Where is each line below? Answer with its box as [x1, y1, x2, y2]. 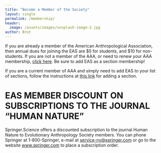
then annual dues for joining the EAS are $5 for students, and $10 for [5, 48, 142, 54]
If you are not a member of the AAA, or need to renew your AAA [25, 53, 152, 59]
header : [5, 20, 21, 26]
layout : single [5, 12, 36, 17]
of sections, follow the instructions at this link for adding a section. [5, 73, 137, 79]
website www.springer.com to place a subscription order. [5, 142, 119, 148]
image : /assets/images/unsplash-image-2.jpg [9, 25, 101, 30]
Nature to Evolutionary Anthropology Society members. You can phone [5, 132, 146, 137]
